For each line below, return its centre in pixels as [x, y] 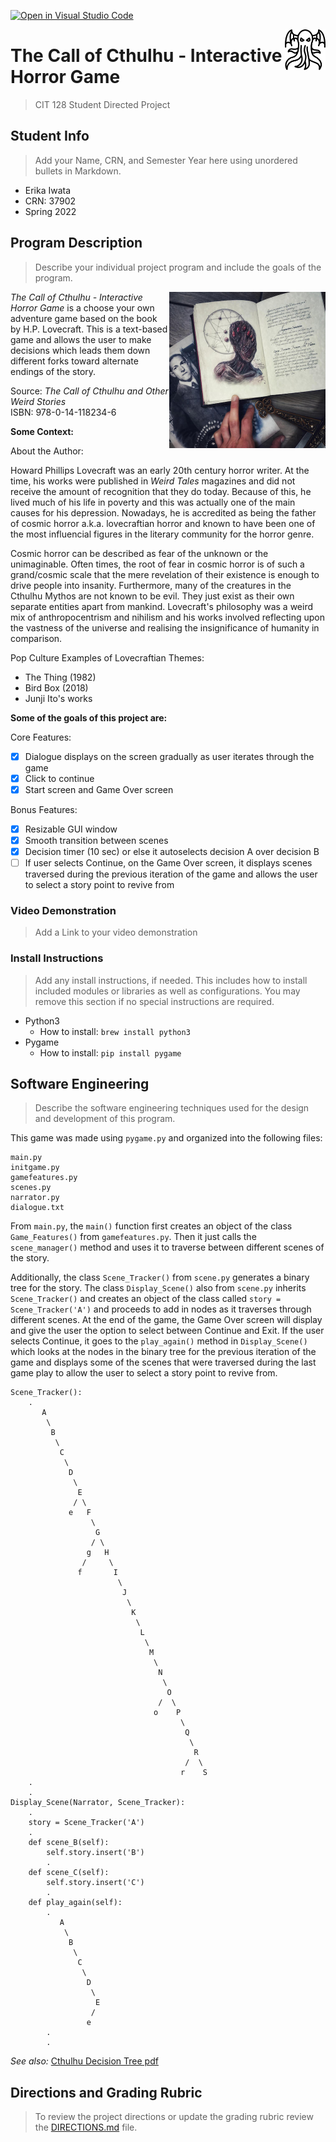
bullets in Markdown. [78, 171]
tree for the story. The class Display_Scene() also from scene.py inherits [158, 1288]
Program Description [76, 243]
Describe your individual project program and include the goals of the [178, 267]
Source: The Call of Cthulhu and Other [89, 391]
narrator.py [35, 1198]
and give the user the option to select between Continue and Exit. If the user [167, 1331]
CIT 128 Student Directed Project [102, 104]
